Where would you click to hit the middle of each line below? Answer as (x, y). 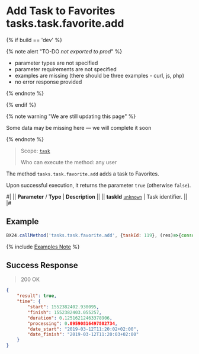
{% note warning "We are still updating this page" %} (71, 116)
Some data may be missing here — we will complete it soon (79, 127)
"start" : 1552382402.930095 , (63, 307)
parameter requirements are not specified (65, 69)
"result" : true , (37, 296)
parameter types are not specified (56, 63)
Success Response (42, 265)
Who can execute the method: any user (69, 162)
